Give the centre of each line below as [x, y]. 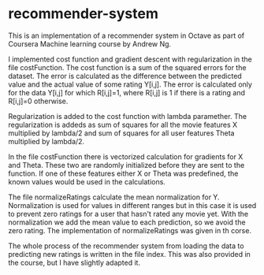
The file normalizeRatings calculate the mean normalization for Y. [114, 197]
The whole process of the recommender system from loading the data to [126, 246]
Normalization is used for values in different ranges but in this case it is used [132, 205]
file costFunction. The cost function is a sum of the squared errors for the [127, 67]
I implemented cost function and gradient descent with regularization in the [130, 59]
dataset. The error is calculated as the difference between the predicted [125, 76]
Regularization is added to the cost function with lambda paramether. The [127, 116]
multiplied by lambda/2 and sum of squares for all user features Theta [121, 133]
